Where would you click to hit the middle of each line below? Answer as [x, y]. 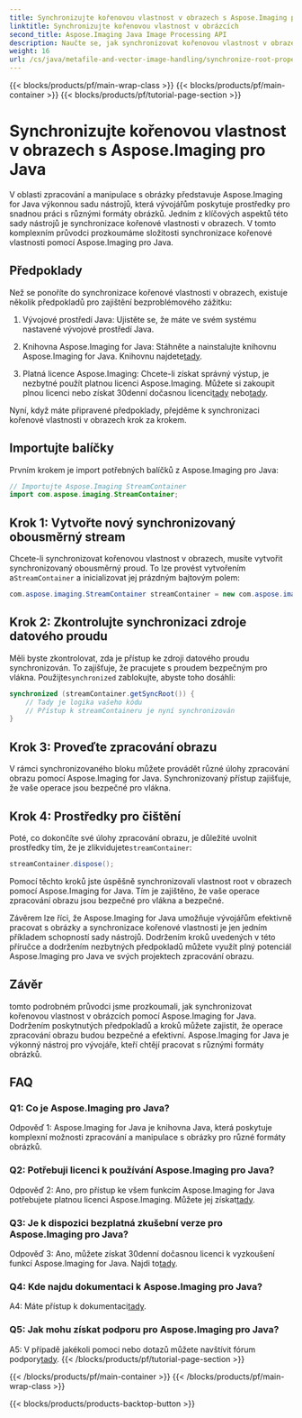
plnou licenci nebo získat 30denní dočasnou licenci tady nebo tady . [145, 392]
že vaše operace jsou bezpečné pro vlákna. [90, 788]
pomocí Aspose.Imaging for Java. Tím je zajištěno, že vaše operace [135, 891]
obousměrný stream [67, 537]
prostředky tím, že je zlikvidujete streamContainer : [101, 847]
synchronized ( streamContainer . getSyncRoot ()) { [102, 694]
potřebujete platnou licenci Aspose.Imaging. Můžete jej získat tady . [132, 1199]
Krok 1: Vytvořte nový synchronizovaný [123, 522]
